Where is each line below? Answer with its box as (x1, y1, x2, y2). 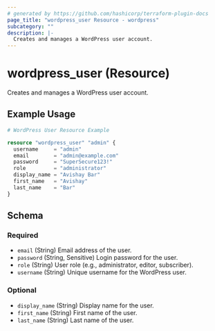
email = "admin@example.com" (13, 152, 119, 159)
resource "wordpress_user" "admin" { (7, 139, 116, 146)
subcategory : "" (7, 23, 54, 30)
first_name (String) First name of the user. (17, 308, 138, 316)
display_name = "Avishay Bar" (13, 171, 100, 178)
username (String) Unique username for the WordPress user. (17, 268, 187, 276)
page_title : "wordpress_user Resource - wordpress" (7, 17, 159, 23)
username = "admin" (13, 146, 82, 153)
